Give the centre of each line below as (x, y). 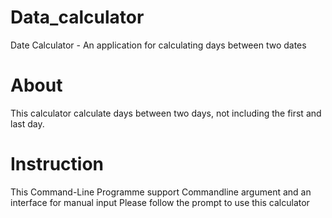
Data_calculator (77, 17)
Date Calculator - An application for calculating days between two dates (158, 45)
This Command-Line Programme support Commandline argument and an (161, 192)
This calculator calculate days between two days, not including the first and (166, 113)
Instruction (57, 164)
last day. (27, 123)
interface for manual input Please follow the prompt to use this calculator (160, 202)
